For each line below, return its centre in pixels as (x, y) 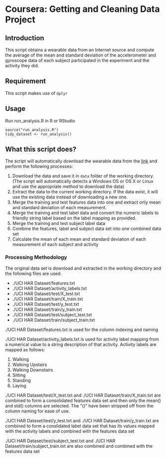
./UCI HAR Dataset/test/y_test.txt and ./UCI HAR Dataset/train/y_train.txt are (82, 420)
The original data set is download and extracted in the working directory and (83, 268)
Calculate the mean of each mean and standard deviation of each (79, 239)
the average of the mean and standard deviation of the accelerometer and (81, 55)
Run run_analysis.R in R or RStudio (40, 120)
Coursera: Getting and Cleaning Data (83, 9)
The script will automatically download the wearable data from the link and (81, 161)
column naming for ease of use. (38, 411)
